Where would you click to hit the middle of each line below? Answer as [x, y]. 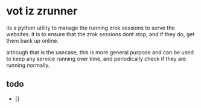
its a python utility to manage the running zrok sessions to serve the [91, 28]
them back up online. [33, 40]
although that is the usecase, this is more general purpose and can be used [100, 52]
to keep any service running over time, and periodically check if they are [96, 59]
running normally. [28, 65]
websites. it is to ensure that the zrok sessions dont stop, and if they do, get [101, 34]
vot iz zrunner [42, 11]
